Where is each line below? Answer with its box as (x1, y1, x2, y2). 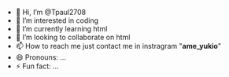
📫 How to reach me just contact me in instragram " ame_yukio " (15, 42, 222, 50)
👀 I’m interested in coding (15, 16, 99, 25)
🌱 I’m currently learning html (15, 24, 108, 33)
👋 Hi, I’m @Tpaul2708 (15, 8, 87, 16)
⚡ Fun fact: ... (15, 61, 59, 71)
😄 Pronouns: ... (15, 53, 67, 62)
